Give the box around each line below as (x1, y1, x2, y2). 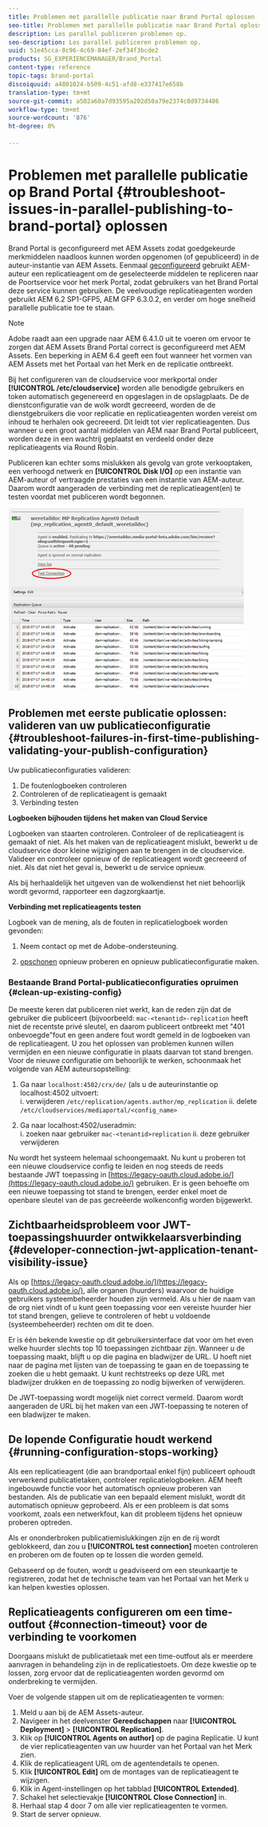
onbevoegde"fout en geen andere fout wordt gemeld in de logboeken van (8, 1030, 250, 1039)
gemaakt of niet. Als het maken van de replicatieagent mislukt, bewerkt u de (8, 836, 258, 846)
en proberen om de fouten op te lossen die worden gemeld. (8, 1549, 204, 1560)
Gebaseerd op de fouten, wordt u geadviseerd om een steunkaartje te (8, 1565, 238, 1575)
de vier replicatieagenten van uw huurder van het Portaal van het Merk (19, 1742, 253, 1751)
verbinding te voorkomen (8, 1630, 137, 1643)
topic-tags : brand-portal (8, 72, 94, 80)
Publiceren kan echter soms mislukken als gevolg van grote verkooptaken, (8, 457, 253, 467)
